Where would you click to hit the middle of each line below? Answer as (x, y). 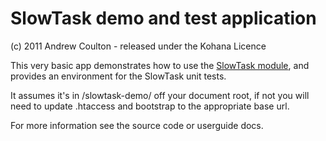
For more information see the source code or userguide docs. (137, 125)
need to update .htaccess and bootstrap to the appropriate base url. (150, 106)
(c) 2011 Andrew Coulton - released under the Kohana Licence (138, 46)
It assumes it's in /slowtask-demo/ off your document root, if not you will (160, 95)
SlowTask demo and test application (163, 18)
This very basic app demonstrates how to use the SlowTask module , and (160, 65)
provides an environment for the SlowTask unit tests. (118, 76)
